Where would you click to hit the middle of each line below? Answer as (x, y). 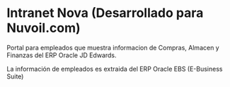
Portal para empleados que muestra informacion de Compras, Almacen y (113, 47)
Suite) (15, 76)
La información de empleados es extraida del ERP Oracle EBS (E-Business (115, 69)
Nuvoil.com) (44, 28)
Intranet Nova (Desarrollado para (105, 13)
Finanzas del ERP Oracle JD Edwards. (62, 55)
